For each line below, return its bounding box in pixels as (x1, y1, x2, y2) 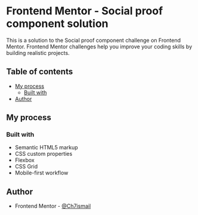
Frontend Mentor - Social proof (6, 4, 163, 18)
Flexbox (14, 156, 35, 164)
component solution (6, 17, 109, 30)
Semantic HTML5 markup (14, 144, 78, 151)
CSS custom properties (14, 150, 73, 158)
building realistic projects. (6, 49, 70, 56)
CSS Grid (14, 163, 38, 170)
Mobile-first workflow (14, 169, 69, 177)
